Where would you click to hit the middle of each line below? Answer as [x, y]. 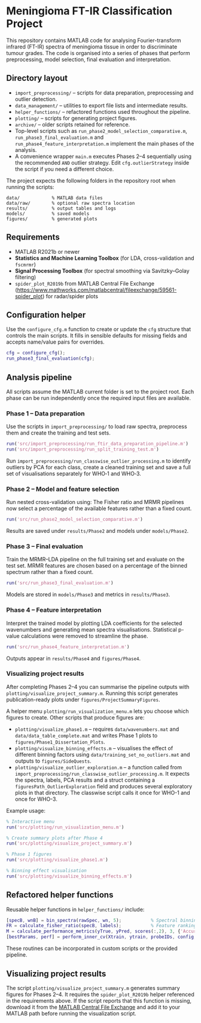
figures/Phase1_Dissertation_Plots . [60, 742]
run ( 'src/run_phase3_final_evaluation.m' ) [60, 583]
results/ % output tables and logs [61, 208]
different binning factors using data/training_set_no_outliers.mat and [102, 754]
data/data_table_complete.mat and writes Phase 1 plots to [86, 735]
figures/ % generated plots [52, 219]
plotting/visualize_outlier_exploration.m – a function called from [98, 767]
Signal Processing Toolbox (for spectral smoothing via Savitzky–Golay [102, 271]
